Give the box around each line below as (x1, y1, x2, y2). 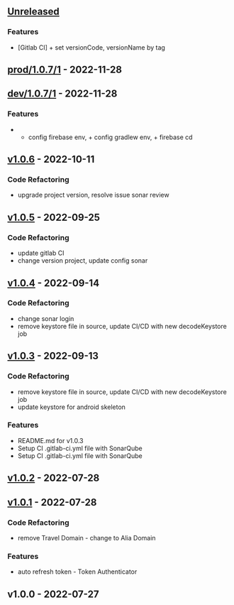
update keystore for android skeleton (17, 403, 126, 411)
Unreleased (7, 6, 60, 18)
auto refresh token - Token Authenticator (17, 567, 138, 576)
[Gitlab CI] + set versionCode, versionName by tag (17, 43, 165, 52)
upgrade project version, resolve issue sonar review (17, 191, 169, 200)
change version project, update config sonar (17, 256, 148, 265)
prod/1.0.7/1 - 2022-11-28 (7, 64, 123, 76)
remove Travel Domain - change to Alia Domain (17, 533, 156, 542)
